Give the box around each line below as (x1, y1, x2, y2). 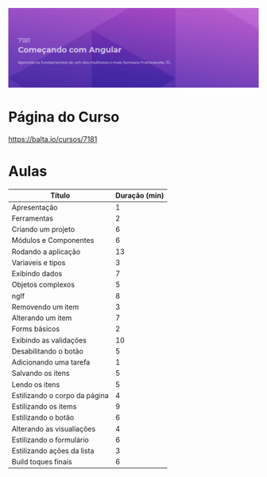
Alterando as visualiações (11, 424, 96, 433)
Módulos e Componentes (11, 236, 95, 245)
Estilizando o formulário (11, 435, 89, 444)
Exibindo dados (11, 269, 63, 279)
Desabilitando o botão (11, 346, 83, 356)
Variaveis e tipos (11, 257, 66, 267)
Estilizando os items (11, 402, 77, 412)
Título (50, 191, 71, 201)
